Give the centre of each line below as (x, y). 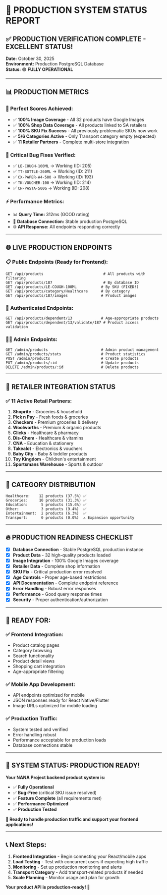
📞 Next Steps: (26, 844)
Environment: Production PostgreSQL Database (55, 64)
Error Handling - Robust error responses (54, 589)
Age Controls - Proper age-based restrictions (60, 577)
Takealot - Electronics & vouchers (48, 448)
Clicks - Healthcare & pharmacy (46, 433)
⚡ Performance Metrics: (35, 201)
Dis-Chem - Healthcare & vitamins (48, 438)
